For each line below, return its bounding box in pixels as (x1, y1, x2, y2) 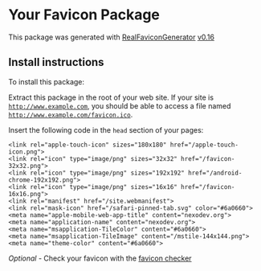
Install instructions (8, 55, 104, 69)
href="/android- (187, 169, 243, 177)
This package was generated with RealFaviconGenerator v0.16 (8, 32, 215, 42)
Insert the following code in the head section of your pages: (8, 125, 204, 134)
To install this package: (8, 76, 85, 86)
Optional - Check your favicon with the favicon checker (8, 253, 192, 263)
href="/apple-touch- (169, 141, 239, 149)
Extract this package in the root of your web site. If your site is (8, 92, 214, 102)
